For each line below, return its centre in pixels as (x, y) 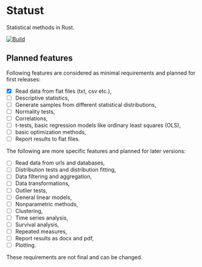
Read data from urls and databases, (60, 163)
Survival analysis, (37, 225)
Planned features (40, 58)
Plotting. (26, 245)
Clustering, (29, 211)
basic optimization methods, (50, 132)
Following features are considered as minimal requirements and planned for (101, 73)
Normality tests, (35, 111)
